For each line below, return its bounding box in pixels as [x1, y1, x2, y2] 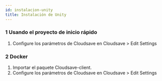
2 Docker [5, 53, 28, 60]
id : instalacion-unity [5, 7, 53, 13]
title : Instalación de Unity [5, 12, 67, 17]
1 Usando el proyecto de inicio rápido [5, 29, 97, 36]
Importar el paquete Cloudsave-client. [12, 64, 92, 71]
